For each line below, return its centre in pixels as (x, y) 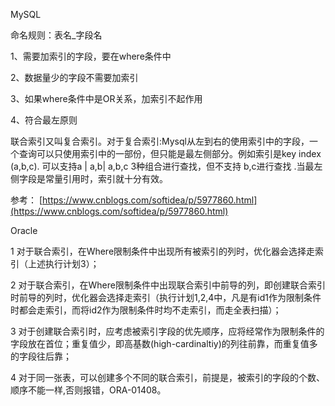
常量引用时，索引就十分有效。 (106, 178)
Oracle (24, 230)
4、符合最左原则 (44, 120)
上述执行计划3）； (63, 263)
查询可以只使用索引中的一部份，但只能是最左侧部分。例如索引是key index (170, 153)
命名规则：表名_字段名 (56, 35)
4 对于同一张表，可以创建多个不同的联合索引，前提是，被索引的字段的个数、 (167, 377)
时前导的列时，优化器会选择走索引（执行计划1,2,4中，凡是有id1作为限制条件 (166, 297)
